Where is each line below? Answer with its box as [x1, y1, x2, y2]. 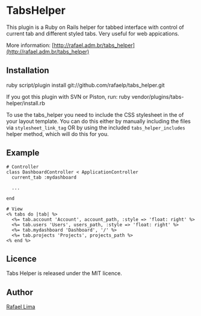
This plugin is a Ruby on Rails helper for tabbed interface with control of [6, 23, 185, 31]
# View [6, 206, 23, 212]
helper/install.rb [6, 99, 45, 107]
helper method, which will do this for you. [6, 130, 110, 137]
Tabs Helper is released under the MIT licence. [6, 270, 122, 277]
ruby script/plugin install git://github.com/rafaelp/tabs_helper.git [6, 81, 165, 88]
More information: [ [6, 42, 54, 49]
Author [6, 287, 33, 297]
